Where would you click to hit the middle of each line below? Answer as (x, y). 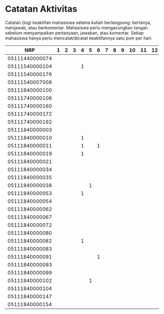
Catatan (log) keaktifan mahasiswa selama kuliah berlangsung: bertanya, (78, 22)
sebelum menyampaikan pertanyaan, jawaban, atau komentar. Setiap (74, 33)
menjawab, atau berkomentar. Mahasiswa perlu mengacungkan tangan (76, 27)
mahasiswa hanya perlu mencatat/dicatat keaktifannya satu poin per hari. (79, 38)
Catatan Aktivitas (41, 9)
